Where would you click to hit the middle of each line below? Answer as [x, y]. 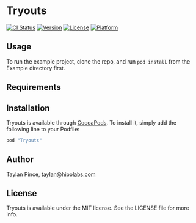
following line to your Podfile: [43, 129]
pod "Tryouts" [24, 140]
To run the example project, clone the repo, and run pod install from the [98, 61]
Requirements [34, 87]
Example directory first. [36, 68]
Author [20, 159]
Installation [28, 108]
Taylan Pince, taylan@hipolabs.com [51, 174]
